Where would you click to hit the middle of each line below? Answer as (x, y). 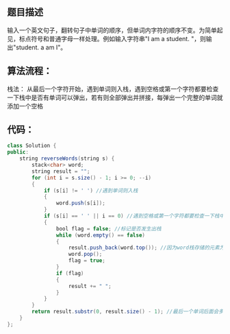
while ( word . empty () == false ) (101, 235)
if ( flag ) (70, 273)
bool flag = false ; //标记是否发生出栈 (109, 228)
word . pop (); (85, 254)
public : (18, 152)
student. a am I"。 (41, 47)
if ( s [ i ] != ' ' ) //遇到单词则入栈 (91, 191)
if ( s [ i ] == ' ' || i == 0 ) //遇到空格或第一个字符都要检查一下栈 (131, 216)
